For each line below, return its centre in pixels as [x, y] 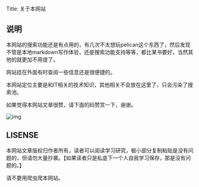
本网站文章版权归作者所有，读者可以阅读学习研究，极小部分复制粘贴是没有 [97, 150]
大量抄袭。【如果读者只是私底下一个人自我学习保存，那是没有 [111, 158]
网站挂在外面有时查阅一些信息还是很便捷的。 [61, 72]
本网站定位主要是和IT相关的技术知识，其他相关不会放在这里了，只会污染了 [97, 84]
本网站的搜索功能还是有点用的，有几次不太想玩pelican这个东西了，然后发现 [98, 45]
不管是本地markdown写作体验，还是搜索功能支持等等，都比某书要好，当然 [97, 52]
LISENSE [22, 135]
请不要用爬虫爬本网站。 [35, 178]
